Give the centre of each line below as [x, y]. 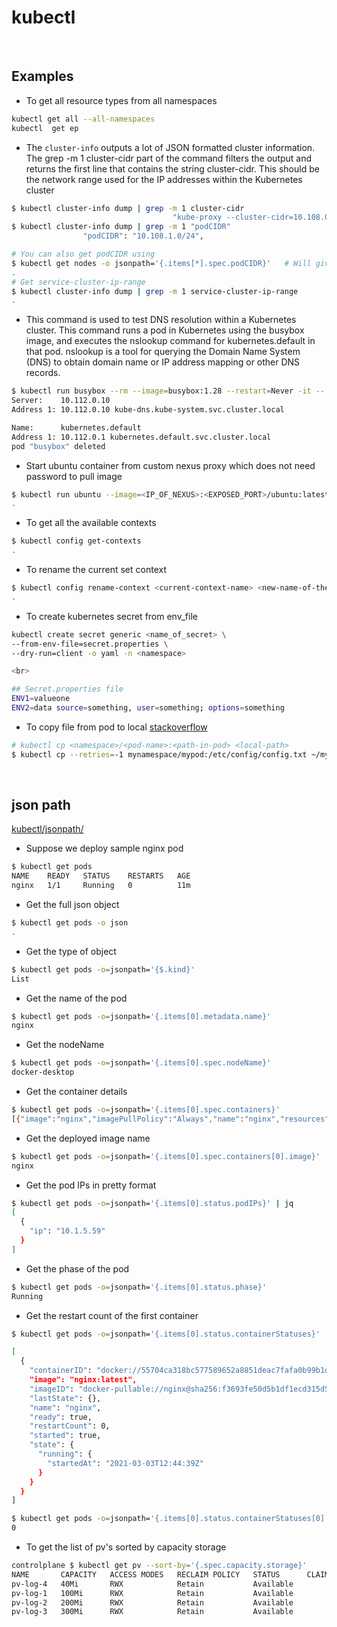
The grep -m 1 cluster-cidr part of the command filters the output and [169, 158]
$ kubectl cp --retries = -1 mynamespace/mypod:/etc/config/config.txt [159, 754]
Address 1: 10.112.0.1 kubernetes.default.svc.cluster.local [141, 437]
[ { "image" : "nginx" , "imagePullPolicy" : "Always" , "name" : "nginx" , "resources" [170, 1119]
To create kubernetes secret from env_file [111, 616]
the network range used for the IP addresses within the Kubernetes [164, 179]
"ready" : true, [61, 1417]
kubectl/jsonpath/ [47, 829]
